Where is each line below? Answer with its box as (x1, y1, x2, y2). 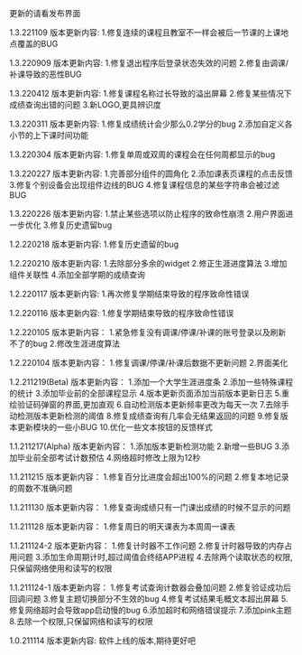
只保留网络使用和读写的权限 (9, 563, 113, 574)
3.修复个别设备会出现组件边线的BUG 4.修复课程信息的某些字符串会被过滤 (9, 180, 279, 190)
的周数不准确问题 (9, 482, 73, 493)
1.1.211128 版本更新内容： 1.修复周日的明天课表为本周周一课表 (9, 521, 236, 531)
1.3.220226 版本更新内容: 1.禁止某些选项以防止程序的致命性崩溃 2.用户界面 (9, 209, 286, 219)
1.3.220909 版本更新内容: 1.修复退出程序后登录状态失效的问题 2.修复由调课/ (9, 58, 289, 68)
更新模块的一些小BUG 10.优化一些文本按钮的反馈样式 (16, 422, 214, 432)
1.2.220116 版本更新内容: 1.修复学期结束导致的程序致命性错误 (9, 308, 234, 318)
